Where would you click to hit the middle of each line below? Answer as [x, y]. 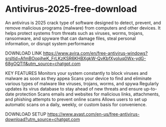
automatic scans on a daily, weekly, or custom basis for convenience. [76, 104]
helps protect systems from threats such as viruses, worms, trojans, [74, 33]
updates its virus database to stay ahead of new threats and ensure [74, 89]
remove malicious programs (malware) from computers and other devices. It [83, 28]
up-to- [150, 89]
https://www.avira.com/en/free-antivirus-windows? [95, 53]
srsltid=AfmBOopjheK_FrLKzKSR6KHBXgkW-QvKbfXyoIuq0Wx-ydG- [76, 58]
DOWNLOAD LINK [24, 53]
